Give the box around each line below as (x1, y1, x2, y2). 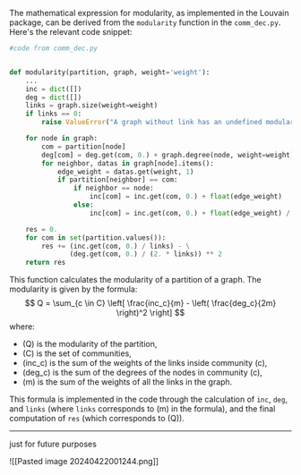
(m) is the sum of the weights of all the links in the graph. (21, 377, 233, 387)
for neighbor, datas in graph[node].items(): (41, 158, 215, 168)
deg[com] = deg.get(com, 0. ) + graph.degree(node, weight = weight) (41, 150, 295, 159)
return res (25, 259, 66, 267)
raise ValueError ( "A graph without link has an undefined (41, 118, 262, 127)
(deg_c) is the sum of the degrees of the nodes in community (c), (21, 367, 262, 378)
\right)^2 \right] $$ (116, 308, 185, 318)
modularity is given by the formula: (9, 284, 138, 294)
